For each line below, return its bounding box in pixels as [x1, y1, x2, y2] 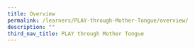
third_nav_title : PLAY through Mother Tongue [7, 30, 144, 37]
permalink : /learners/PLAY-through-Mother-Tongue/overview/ [7, 17, 189, 24]
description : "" [7, 23, 55, 30]
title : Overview [7, 10, 55, 18]
